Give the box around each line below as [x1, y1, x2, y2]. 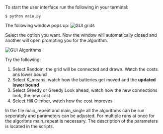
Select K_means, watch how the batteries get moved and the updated [12, 77, 156, 82]
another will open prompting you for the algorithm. [5, 37, 108, 43]
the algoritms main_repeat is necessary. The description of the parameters [5, 118, 158, 124]
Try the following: [5, 57, 41, 63]
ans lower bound [12, 71, 47, 77]
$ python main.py [5, 14, 41, 19]
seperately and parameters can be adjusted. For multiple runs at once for [5, 113, 155, 119]
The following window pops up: [5, 22, 70, 28]
